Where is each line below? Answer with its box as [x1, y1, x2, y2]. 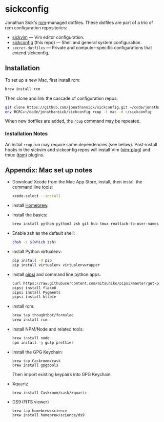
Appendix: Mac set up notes [5, 166, 93, 175]
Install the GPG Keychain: [12, 349, 63, 355]
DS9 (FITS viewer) [12, 399, 49, 404]
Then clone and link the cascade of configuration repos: [5, 95, 118, 101]
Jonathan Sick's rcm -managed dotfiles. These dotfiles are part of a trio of [5, 20, 153, 25]
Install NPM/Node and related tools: [12, 326, 84, 332]
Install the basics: [12, 212, 48, 218]
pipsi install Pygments [12, 290, 61, 295]
